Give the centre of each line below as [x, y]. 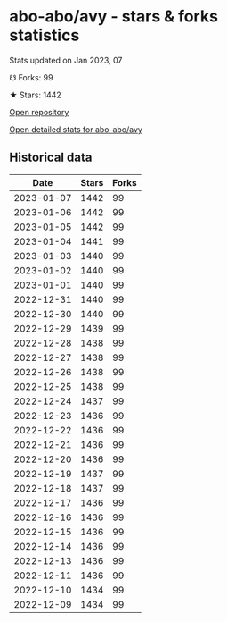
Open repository [39, 112]
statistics [45, 35]
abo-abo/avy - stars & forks [113, 17]
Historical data [51, 158]
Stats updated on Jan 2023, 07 [66, 60]
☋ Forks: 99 [31, 77]
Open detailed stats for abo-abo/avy [76, 129]
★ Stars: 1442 [36, 95]
